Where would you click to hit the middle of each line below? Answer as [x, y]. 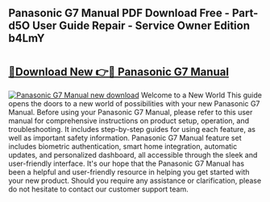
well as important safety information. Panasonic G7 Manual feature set [125, 138]
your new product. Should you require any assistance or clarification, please [135, 181]
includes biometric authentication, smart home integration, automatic [123, 146]
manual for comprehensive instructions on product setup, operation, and [129, 121]
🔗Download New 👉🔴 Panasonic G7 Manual [119, 72]
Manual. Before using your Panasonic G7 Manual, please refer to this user [131, 112]
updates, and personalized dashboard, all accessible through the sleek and [133, 155]
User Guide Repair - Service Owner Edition [141, 26]
